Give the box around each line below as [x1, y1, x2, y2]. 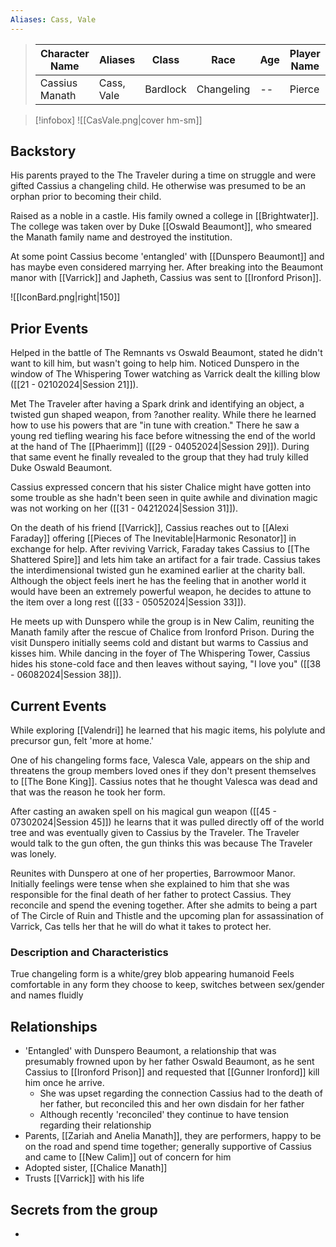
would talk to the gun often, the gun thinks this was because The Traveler [10, 837, 313, 850]
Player [289, 46, 321, 60]
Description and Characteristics [10, 945, 169, 959]
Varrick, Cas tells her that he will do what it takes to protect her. [10, 921, 272, 933]
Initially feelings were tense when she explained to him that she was [10, 878, 290, 890]
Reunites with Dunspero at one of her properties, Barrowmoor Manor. [10, 867, 296, 880]
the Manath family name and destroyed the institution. [10, 231, 233, 243]
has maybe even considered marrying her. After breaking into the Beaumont [10, 261, 324, 273]
